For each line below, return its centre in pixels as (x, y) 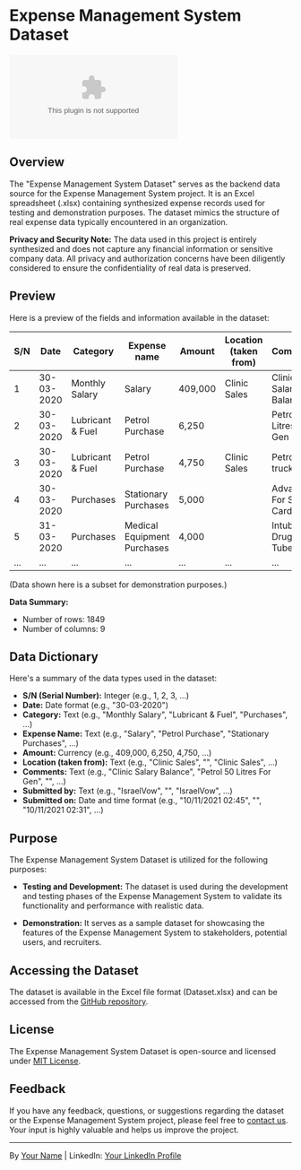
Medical (141, 525)
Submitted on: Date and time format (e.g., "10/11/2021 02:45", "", (142, 801)
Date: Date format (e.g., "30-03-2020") (95, 706)
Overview (37, 162)
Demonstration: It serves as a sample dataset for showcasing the (143, 923)
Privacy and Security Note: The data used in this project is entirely (133, 239)
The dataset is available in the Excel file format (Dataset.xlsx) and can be (143, 992)
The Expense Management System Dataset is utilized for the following (139, 860)
